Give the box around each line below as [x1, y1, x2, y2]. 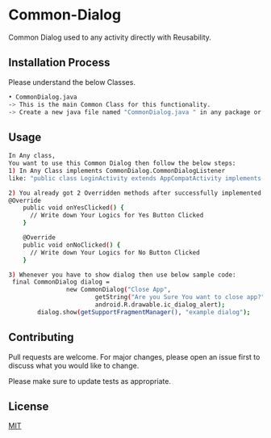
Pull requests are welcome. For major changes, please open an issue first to [8, 352, 261, 361]
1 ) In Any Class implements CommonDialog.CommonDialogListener [8, 166, 226, 175]
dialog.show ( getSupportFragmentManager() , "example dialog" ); [37, 308, 251, 316]
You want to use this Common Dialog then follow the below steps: [8, 159, 236, 167]
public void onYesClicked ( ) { [23, 204, 125, 212]
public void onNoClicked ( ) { [23, 241, 121, 249]
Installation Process [8, 56, 110, 69]
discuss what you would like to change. [8, 360, 140, 370]
